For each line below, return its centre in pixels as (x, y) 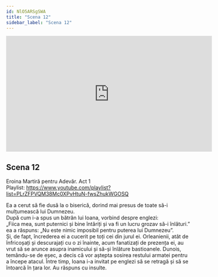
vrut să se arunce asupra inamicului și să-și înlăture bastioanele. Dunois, (94, 249)
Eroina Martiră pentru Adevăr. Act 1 (48, 181)
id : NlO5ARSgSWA (26, 11)
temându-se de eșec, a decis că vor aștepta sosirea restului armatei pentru (97, 255)
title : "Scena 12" (28, 17)
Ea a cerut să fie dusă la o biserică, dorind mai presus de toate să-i (87, 205)
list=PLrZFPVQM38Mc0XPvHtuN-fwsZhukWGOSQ (68, 194)
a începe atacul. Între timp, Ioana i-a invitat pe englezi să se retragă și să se (97, 262)
